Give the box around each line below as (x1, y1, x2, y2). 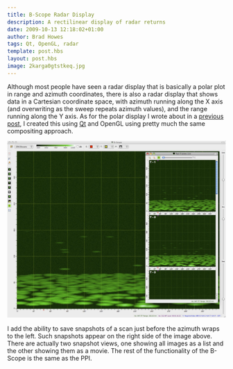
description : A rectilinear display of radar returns (7, 18, 166, 26)
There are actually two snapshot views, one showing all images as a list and (7, 339, 224, 347)
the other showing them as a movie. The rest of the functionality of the (7, 346, 209, 354)
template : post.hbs (7, 48, 64, 55)
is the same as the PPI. (27, 354, 92, 362)
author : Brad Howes (7, 33, 64, 40)
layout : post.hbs (7, 56, 58, 63)
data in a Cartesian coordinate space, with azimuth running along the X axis (7, 97, 223, 106)
